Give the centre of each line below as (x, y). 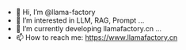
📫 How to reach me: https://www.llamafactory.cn (97, 37)
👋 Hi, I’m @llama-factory (55, 12)
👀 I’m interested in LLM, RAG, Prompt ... (80, 20)
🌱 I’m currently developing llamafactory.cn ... (89, 29)
